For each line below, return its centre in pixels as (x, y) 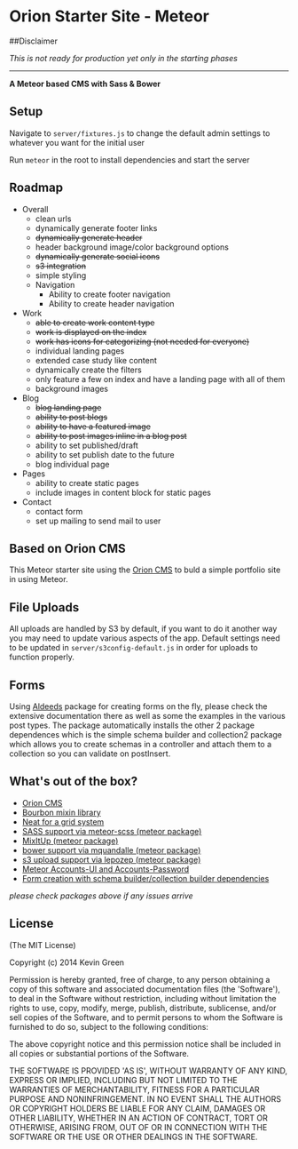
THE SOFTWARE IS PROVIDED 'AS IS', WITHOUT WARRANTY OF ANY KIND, (149, 1070)
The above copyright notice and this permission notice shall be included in (145, 1044)
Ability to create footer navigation (110, 294)
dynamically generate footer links (96, 227)
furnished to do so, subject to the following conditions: (109, 1026)
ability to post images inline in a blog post (111, 435)
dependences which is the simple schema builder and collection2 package (145, 734)
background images (72, 388)
